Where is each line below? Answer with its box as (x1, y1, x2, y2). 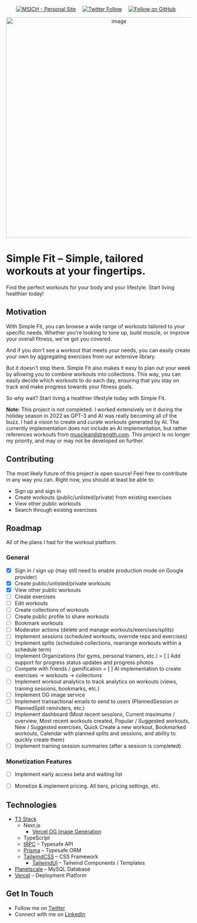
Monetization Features (6, 757, 72, 765)
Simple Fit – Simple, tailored (6, 252, 144, 265)
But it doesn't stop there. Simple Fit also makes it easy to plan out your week (6, 364, 191, 371)
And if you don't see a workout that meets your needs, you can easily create (6, 346, 191, 354)
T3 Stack (14, 815, 37, 823)
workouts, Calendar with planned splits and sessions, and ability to (14, 729, 176, 737)
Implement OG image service (14, 691, 85, 698)
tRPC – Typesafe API (23, 841, 73, 848)
